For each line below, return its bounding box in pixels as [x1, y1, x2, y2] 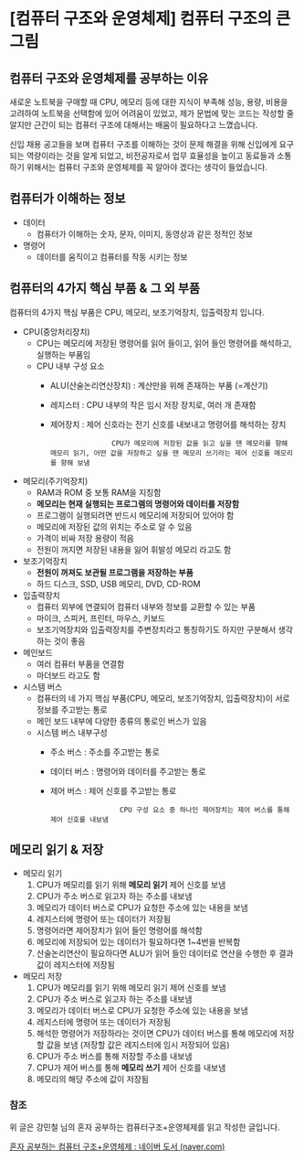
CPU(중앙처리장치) [22, 326, 90, 337]
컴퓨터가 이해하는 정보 [9, 191, 126, 207]
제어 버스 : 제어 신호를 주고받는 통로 [49, 785, 177, 796]
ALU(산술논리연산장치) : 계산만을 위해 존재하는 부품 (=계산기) [49, 380, 268, 391]
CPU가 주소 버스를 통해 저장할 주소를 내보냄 [36, 1051, 193, 1062]
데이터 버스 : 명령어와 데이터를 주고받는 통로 [49, 766, 206, 777]
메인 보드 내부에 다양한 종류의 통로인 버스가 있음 [36, 715, 207, 726]
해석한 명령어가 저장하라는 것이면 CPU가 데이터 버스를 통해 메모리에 [36, 1028, 278, 1039]
